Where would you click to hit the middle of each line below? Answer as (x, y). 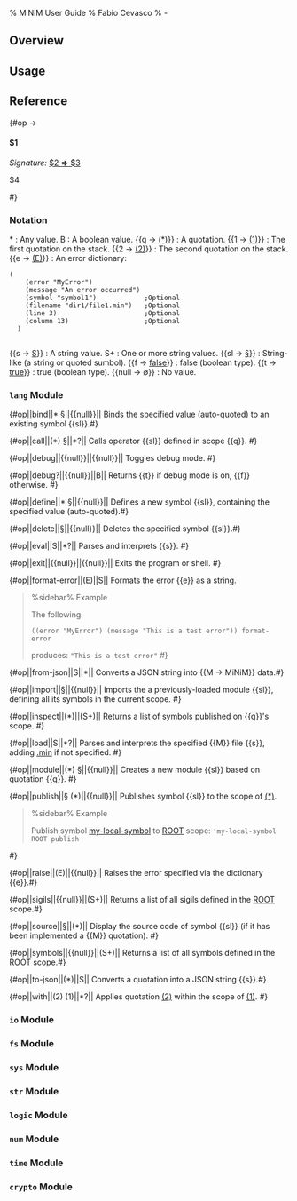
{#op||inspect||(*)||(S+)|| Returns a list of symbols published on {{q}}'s (139, 716)
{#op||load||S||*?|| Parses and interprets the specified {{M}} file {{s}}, (137, 743)
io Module (32, 1020)
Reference (39, 101)
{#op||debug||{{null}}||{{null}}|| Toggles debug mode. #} (113, 458)
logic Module (39, 1115)
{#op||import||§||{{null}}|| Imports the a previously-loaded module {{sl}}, (141, 690)
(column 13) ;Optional (102, 322)
